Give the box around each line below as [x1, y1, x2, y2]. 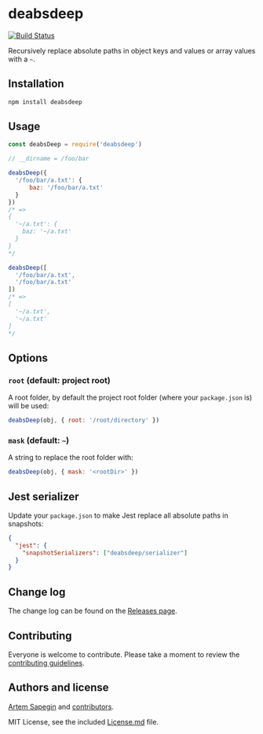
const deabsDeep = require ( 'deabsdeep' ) [8, 141, 143, 149]
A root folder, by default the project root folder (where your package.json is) [8, 393, 253, 402]
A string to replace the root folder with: [8, 453, 133, 463]
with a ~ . [8, 54, 35, 64]
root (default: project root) [8, 374, 111, 385]
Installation [8, 77, 64, 90]
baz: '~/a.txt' [22, 227, 72, 236]
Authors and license [8, 681, 109, 695]
